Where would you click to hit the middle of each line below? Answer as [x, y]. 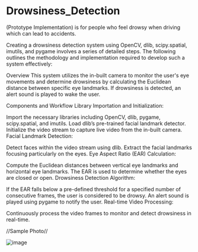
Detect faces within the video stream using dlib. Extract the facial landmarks [99, 147]
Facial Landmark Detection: [39, 136]
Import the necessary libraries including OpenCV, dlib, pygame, [84, 117]
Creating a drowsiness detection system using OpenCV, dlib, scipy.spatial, [97, 45]
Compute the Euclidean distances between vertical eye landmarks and [92, 165]
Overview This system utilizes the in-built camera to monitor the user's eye [98, 75]
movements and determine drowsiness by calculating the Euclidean [89, 82]
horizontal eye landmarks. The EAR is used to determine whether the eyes [97, 171]
